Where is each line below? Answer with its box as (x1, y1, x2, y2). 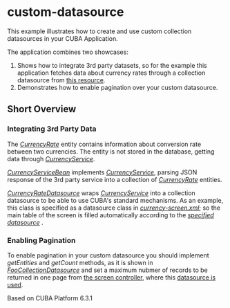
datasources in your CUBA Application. (7, 34, 119, 42)
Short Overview (7, 103, 77, 115)
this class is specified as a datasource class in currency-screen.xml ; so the (7, 203, 221, 212)
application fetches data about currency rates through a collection (17, 69, 206, 77)
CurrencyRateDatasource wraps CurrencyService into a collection (7, 188, 195, 197)
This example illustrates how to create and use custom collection (7, 27, 192, 35)
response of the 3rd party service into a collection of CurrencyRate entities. (7, 175, 222, 183)
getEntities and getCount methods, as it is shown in (7, 258, 153, 266)
